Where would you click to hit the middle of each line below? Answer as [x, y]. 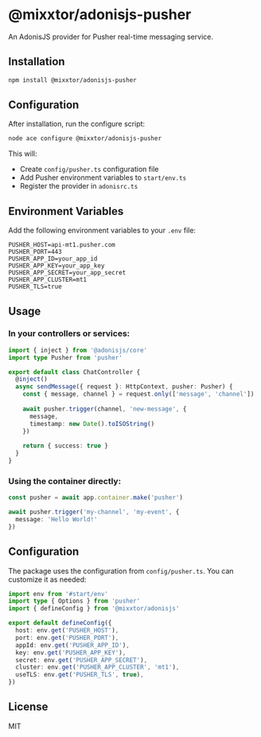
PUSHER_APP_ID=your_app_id [53, 259]
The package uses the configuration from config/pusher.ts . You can [121, 571]
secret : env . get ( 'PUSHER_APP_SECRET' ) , [82, 660]
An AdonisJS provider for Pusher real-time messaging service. [111, 37]
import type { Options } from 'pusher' [74, 601]
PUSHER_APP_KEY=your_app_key [56, 266]
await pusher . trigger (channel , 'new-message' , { [105, 409]
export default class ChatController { [74, 372]
